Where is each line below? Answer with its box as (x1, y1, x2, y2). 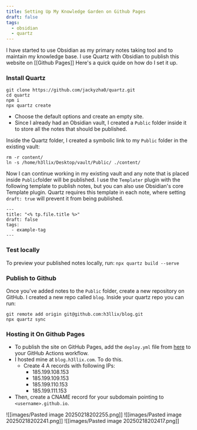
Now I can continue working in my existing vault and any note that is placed (6, 170, 189, 177)
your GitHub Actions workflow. (14, 350, 89, 357)
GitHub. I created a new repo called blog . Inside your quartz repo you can (6, 294, 184, 301)
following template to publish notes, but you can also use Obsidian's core (6, 183, 183, 190)
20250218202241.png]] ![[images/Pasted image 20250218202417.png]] (6, 418, 179, 425)
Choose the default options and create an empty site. (14, 113, 144, 120)
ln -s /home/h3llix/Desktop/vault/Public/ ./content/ (6, 160, 141, 166)
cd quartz (6, 92, 31, 98)
